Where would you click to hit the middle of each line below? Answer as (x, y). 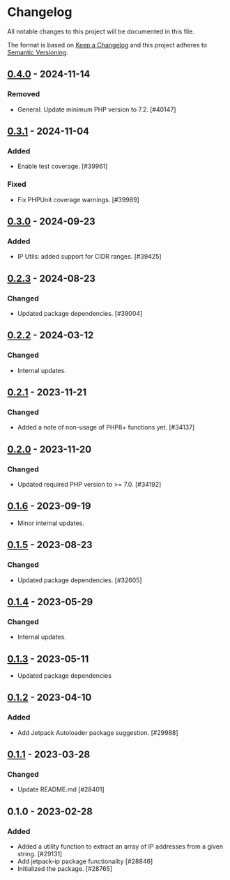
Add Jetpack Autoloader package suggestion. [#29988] (98, 732)
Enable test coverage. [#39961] (62, 166)
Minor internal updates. (51, 523)
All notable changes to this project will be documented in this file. (101, 31)
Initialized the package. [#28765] (65, 869)
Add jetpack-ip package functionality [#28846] (85, 861)
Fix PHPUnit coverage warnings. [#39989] (78, 199)
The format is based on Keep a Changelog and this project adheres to (107, 45)
